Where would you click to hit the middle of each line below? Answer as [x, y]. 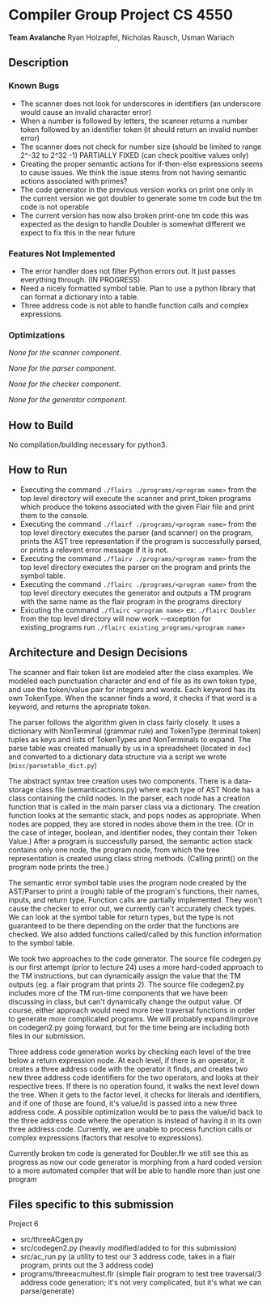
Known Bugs [34, 86]
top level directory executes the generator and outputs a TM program [135, 593]
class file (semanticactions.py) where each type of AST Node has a [148, 789]
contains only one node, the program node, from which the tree [114, 850]
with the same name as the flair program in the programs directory [131, 601]
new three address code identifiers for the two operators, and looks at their [133, 1077]
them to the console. [54, 515]
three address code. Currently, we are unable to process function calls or [130, 1129]
